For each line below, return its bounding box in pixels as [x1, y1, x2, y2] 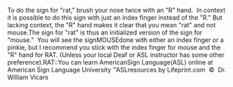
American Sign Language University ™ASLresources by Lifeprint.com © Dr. [7, 66, 227, 74]
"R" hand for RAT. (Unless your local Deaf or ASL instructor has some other [7, 51, 225, 59]
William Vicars [7, 73, 49, 81]
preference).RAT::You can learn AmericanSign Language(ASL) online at [7, 58, 213, 66]
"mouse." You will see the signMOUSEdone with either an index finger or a [7, 36, 225, 44]
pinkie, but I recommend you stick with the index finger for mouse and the [7, 43, 221, 51]
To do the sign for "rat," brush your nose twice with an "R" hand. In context [7, 6, 226, 14]
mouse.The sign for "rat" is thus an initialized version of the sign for [7, 28, 203, 36]
